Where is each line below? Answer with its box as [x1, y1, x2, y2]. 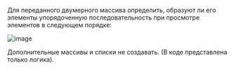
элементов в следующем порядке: [7, 21, 112, 29]
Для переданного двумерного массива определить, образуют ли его [7, 6, 216, 14]
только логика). [7, 55, 54, 64]
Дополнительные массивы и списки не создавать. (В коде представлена [7, 48, 228, 56]
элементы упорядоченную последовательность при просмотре [7, 13, 200, 22]
